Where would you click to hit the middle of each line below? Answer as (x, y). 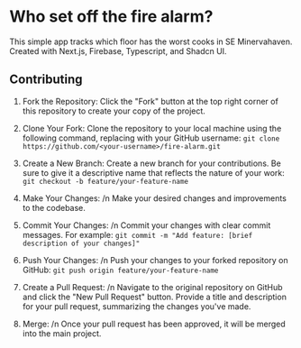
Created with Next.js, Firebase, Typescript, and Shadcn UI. (118, 50)
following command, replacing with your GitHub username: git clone (151, 138)
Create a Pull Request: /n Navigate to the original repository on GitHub (152, 287)
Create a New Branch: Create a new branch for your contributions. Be (151, 163)
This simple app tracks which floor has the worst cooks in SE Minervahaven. (151, 41)
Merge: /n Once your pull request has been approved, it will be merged (154, 324)
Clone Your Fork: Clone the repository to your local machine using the (152, 128)
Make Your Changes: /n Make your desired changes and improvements (154, 198)
